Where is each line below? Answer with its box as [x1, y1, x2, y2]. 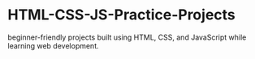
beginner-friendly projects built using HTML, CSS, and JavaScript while [7, 32, 247, 42]
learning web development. [7, 40, 99, 50]
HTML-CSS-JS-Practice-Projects [7, 6, 236, 24]
